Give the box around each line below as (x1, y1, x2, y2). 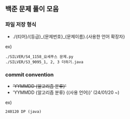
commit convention (5, 71, 54, 78)
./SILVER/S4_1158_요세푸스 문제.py (5, 54, 74, 59)
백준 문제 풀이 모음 (5, 5, 59, 14)
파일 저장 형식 (5, 21, 37, 28)
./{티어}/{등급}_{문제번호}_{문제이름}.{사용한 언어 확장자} (12, 33, 125, 39)
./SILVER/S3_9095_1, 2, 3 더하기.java (5, 59, 84, 64)
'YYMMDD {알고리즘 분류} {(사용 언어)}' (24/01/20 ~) (12, 89, 120, 95)
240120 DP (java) (5, 109, 42, 114)
